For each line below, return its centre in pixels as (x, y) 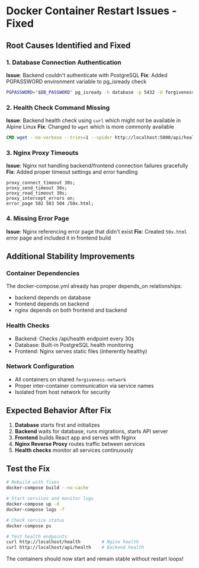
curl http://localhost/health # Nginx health (73, 542)
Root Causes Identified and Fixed (68, 45)
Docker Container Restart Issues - (92, 11)
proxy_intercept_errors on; (41, 199)
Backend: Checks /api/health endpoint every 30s (74, 339)
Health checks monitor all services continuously (74, 450)
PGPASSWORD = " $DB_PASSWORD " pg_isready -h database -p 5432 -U (84, 92)
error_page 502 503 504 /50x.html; (50, 204)
